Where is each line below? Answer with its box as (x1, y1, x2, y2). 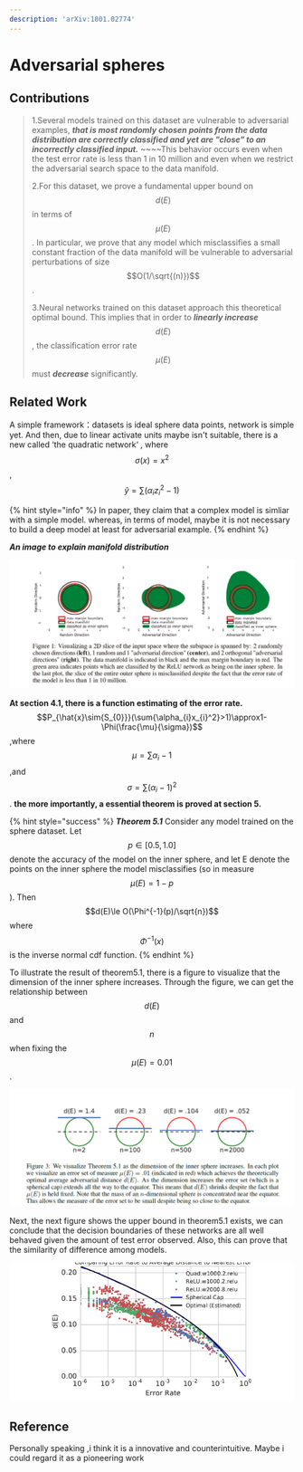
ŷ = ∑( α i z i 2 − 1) (124, 483, 180, 498)
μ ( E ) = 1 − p (129, 877, 175, 888)
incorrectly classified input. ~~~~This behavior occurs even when (31, 143, 283, 154)
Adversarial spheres (9, 54, 166, 75)
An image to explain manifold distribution (9, 541, 169, 552)
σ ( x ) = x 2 (134, 454, 169, 466)
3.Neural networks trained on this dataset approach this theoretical (31, 301, 282, 312)
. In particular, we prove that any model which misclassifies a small (31, 236, 280, 248)
